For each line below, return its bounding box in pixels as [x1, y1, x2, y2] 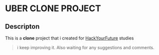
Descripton [5, 22, 40, 31]
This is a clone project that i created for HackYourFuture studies [5, 35, 134, 41]
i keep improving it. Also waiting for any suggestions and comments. [17, 45, 155, 50]
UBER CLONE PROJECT [5, 3, 101, 14]
